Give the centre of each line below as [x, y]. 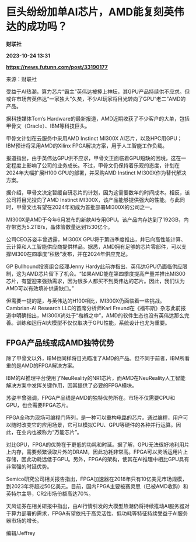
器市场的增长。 [24, 520]
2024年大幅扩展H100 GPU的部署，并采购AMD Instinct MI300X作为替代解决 [96, 173]
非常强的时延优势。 [29, 466]
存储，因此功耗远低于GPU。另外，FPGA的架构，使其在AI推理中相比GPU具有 [98, 459]
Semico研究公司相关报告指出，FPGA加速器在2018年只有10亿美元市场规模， [97, 479]
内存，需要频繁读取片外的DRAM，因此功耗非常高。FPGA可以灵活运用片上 [99, 452]
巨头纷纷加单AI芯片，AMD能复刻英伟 [95, 12]
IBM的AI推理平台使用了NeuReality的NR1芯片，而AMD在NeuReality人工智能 [96, 378]
